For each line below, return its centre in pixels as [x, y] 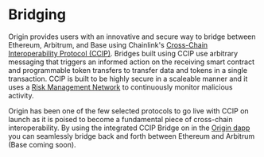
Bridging [37, 15]
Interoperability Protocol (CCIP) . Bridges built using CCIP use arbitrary [123, 53]
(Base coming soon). [43, 144]
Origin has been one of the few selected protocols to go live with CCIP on [128, 111]
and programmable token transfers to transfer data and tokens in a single [128, 70]
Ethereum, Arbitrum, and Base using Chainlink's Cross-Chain [108, 44]
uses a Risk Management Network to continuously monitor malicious [120, 87]
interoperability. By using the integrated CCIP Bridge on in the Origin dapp [129, 128]
